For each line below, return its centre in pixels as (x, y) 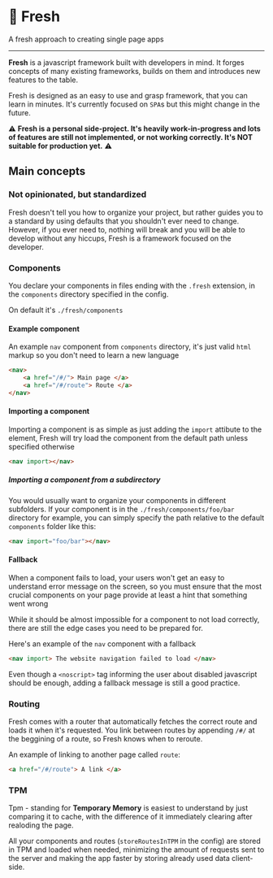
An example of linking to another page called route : (95, 754)
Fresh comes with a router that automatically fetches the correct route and (133, 721)
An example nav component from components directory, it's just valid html (130, 347)
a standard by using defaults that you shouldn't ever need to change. (124, 221)
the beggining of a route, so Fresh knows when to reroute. (106, 738)
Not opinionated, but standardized (78, 194)
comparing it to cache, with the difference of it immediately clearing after (131, 817)
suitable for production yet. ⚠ (60, 146)
